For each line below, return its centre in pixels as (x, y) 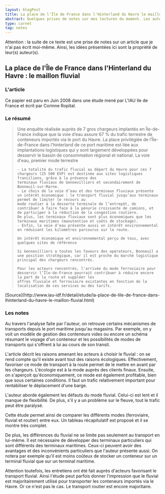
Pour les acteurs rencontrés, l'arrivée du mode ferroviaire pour (86, 269)
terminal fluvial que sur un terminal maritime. (50, 461)
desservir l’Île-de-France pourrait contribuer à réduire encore (85, 273)
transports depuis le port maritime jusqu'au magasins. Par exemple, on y (78, 329)
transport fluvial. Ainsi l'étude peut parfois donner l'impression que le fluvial (82, 476)
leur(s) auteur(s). (22, 53)
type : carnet (18, 23)
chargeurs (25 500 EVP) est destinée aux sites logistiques (80, 174)
